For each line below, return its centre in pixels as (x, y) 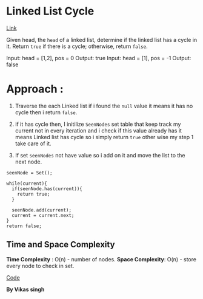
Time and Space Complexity (61, 245)
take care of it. (33, 143)
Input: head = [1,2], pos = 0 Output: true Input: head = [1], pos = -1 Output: (99, 58)
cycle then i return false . (46, 112)
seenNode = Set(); (29, 173)
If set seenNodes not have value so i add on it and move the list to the (100, 155)
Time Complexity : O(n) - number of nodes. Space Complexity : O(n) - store (101, 259)
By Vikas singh (25, 289)
